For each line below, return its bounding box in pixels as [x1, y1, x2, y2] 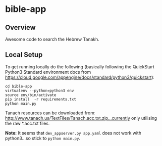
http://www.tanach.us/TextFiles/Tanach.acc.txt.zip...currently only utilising [5, 115, 157, 121]
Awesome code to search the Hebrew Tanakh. [5, 36, 100, 42]
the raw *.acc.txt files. [5, 120, 50, 126]
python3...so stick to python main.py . [5, 135, 81, 141]
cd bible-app [5, 84, 32, 89]
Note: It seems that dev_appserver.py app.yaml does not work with [5, 130, 142, 136]
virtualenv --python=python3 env [5, 88, 74, 93]
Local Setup [5, 50, 43, 59]
